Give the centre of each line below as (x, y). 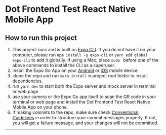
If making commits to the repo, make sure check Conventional (75, 112)
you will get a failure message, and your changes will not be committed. (85, 123)
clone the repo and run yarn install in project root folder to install (80, 76)
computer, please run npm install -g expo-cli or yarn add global (80, 55)
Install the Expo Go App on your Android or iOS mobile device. (76, 70)
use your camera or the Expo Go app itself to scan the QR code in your (84, 97)
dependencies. (27, 81)
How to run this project (41, 38)
